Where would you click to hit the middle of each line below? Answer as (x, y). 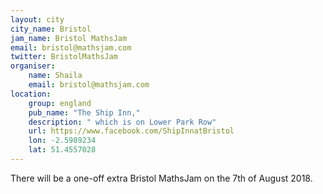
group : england (60, 103)
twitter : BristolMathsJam (64, 57)
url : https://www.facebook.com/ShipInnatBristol (131, 131)
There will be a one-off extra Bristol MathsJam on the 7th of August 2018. (161, 178)
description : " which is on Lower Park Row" (122, 122)
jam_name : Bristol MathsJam (69, 38)
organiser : (33, 66)
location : (31, 94)
